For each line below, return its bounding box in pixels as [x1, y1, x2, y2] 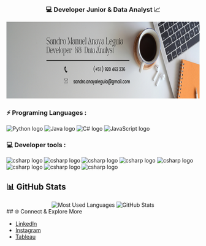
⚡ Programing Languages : [6, 109, 87, 117]
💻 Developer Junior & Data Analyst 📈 [45, 5, 161, 13]
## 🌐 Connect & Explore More [6, 207, 83, 215]
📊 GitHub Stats [6, 182, 66, 192]
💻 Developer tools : [6, 140, 66, 149]
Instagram [15, 226, 41, 234]
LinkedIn [15, 220, 37, 227]
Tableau [15, 233, 36, 240]
